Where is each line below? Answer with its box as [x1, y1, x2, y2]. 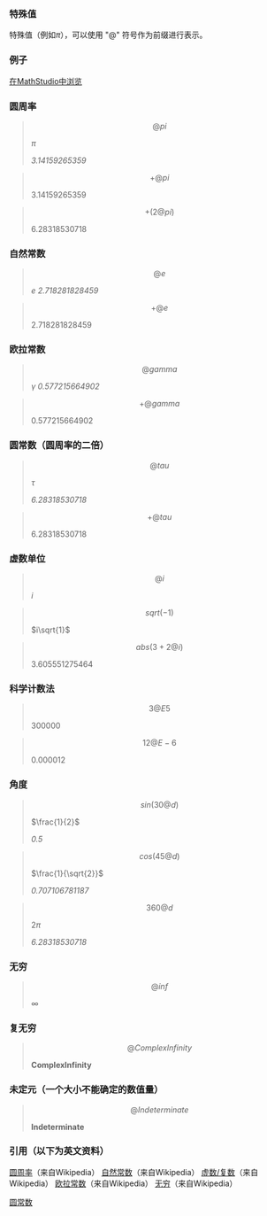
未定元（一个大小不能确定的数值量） [9, 1083, 164, 1096]
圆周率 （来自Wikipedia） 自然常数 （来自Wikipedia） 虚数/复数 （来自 [9, 1166, 259, 1177]
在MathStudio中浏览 [9, 75, 82, 86]
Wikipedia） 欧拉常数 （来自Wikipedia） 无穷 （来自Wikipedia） [9, 1178, 238, 1189]
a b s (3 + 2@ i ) [135, 642, 184, 653]
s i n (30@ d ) [140, 799, 179, 809]
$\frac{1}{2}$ [30, 817, 80, 827]
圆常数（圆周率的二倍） [9, 439, 109, 452]
